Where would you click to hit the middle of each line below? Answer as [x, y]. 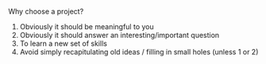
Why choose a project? [46, 11]
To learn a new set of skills [63, 43]
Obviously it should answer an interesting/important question [120, 35]
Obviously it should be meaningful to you [87, 26]
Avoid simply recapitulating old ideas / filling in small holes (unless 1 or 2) [139, 52]
